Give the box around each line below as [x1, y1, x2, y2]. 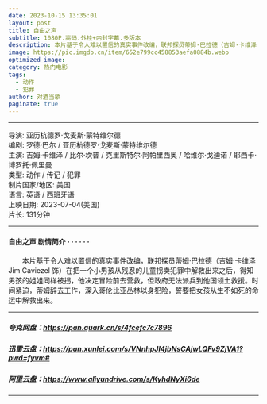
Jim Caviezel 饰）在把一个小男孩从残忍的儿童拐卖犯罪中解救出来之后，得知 [8, 266, 254, 275]
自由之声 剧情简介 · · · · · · [8, 237, 90, 246]
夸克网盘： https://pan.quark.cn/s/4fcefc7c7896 [8, 322, 172, 332]
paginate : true [8, 100, 59, 108]
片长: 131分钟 [8, 210, 51, 219]
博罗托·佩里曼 [8, 160, 53, 170]
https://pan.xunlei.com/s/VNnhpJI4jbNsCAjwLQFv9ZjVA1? [43, 344, 244, 354]
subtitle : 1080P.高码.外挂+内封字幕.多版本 [8, 33, 141, 42]
